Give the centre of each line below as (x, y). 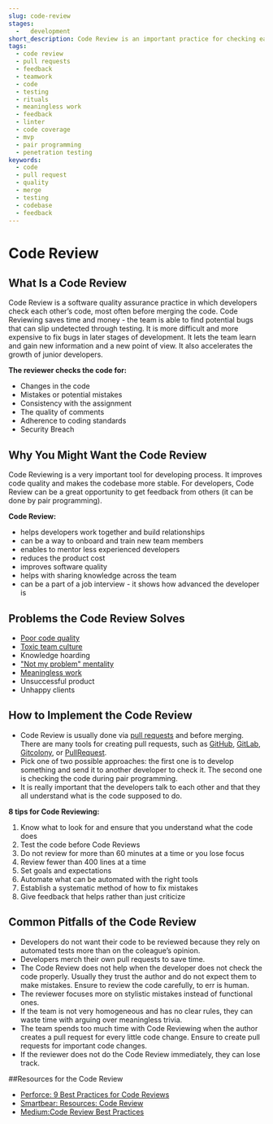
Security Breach (47, 429)
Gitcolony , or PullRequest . (63, 752)
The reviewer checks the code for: (68, 371)
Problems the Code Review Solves (97, 619)
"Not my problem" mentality (67, 664)
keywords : (25, 160)
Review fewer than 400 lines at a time (83, 862)
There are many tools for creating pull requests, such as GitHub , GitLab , (141, 744)
